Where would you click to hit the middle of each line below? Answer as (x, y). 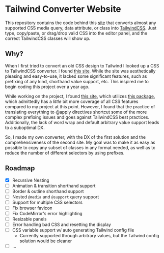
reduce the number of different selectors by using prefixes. (65, 153)
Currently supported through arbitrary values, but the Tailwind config (89, 236)
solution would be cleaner (46, 241)
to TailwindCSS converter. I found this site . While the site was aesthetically (80, 71)
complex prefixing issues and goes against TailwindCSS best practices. (77, 117)
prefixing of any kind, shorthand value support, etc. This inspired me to (77, 81)
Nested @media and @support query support (55, 197)
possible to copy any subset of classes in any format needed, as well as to (80, 147)
